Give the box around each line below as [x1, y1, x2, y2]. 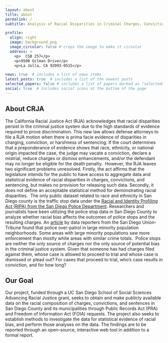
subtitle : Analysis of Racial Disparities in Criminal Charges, [5, 21, 142, 27]
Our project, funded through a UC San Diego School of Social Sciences [5, 289, 151, 296]
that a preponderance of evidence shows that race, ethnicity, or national [5, 144, 154, 150]
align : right [9, 35, 37, 40]
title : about [5, 12, 32, 17]
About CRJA [5, 105, 44, 113]
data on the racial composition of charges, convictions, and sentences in [5, 300, 155, 306]
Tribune [5, 224, 21, 231]
